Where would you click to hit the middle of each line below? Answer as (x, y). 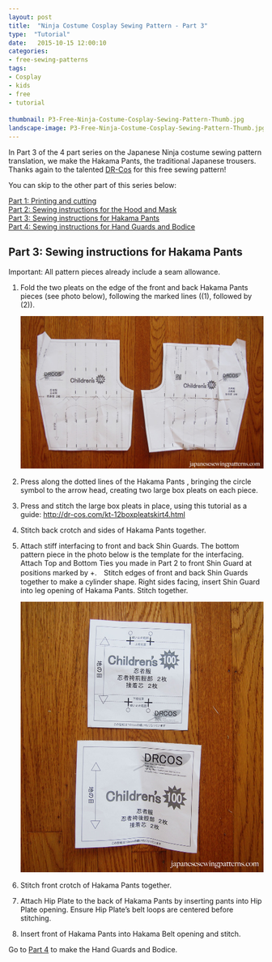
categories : (28, 51)
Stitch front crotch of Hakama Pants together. (96, 885)
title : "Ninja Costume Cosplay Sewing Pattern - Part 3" (108, 26)
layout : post (30, 17)
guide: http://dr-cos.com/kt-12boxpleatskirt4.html (103, 515)
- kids (19, 85)
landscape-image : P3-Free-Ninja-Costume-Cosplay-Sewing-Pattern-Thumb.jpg (137, 128)
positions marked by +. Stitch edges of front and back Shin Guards (134, 573)
